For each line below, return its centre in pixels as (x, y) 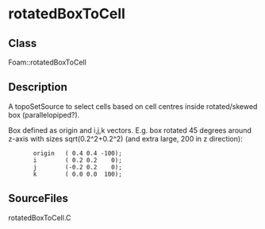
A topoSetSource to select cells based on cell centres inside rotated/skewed (133, 106)
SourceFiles (38, 198)
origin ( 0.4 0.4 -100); (78, 153)
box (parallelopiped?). (44, 114)
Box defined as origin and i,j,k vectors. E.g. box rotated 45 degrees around (130, 130)
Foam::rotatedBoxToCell (48, 62)
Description (38, 87)
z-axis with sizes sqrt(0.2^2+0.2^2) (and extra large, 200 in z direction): (126, 138)
